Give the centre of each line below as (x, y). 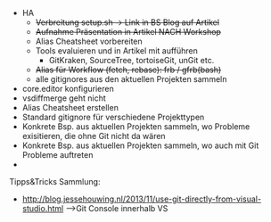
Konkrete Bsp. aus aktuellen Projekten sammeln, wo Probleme (136, 127)
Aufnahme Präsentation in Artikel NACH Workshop (128, 32)
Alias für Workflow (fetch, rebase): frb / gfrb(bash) (128, 70)
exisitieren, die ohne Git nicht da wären (94, 136)
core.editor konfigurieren (68, 89)
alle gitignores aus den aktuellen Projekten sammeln (131, 79)
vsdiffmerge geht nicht (64, 98)
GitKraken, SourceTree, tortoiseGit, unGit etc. (131, 60)
